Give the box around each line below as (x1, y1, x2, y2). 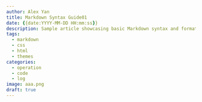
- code (11, 70, 28, 76)
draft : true (6, 87, 36, 93)
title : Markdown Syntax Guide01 (6, 14, 87, 20)
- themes (11, 53, 34, 59)
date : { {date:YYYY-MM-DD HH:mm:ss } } (6, 20, 98, 26)
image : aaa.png (6, 82, 44, 88)
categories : (6, 59, 36, 65)
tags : (6, 31, 20, 37)
